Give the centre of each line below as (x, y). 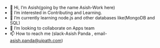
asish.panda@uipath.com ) (36, 40)
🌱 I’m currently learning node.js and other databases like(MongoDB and (82, 18)
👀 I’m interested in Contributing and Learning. (56, 13)
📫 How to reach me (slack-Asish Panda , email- (58, 33)
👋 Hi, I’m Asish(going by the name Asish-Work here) (62, 8)
